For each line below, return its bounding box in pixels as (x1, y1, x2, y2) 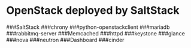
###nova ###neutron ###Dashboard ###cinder (6, 36, 125, 43)
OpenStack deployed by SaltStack (6, 4, 180, 17)
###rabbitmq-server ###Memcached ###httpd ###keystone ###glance (6, 29, 186, 37)
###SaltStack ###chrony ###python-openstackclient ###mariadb (6, 23, 170, 31)
